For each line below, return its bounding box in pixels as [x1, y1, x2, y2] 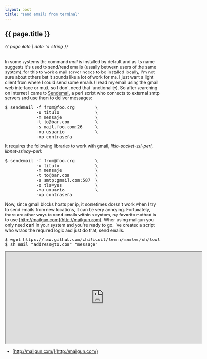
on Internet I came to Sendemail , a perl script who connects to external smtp [5, 90, 160, 96]
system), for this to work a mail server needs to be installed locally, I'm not [5, 69, 155, 75]
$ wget [5, 237, 21, 242]
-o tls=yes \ [36, 182, 98, 188]
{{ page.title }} [5, 30, 50, 38]
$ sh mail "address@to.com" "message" [5, 242, 98, 247]
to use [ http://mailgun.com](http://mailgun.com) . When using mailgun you [5, 217, 154, 223]
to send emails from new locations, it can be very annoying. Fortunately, [5, 207, 151, 213]
